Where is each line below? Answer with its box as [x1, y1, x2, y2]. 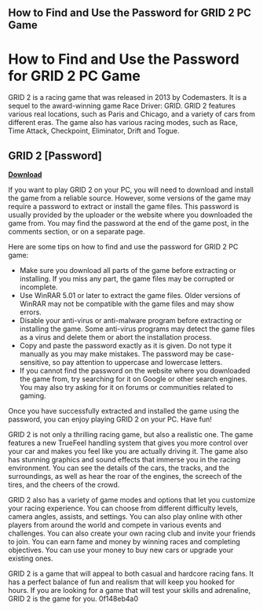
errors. [19, 307, 42, 317]
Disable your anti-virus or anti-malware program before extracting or [19, 316, 242, 326]
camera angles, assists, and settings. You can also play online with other [8, 512, 243, 521]
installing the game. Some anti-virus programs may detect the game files [19, 324, 255, 333]
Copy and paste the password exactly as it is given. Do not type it [19, 341, 232, 351]
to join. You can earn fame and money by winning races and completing [8, 537, 241, 547]
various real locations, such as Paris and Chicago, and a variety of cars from [8, 109, 255, 119]
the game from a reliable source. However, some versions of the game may [8, 193, 251, 203]
